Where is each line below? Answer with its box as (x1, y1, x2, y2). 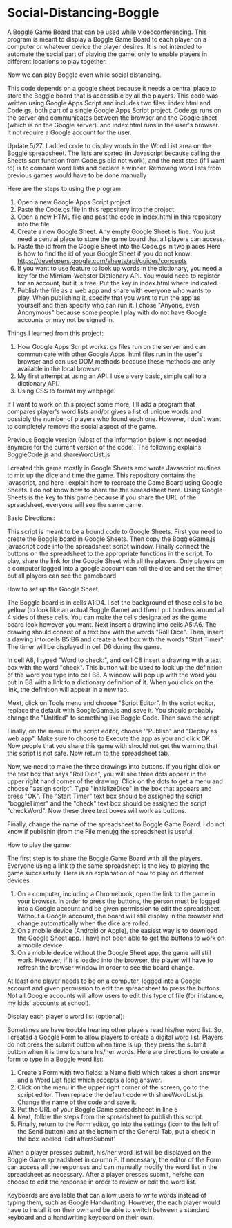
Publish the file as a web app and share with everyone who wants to (17, 286, 211, 294)
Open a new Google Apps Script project (17, 197, 131, 206)
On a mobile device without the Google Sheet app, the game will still (17, 948, 212, 956)
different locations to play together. (7, 57, 107, 65)
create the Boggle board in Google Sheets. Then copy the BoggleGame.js (7, 535, 216, 543)
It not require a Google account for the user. (7, 128, 133, 136)
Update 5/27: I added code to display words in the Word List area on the (7, 141, 212, 150)
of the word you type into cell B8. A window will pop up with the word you (7, 670, 217, 679)
